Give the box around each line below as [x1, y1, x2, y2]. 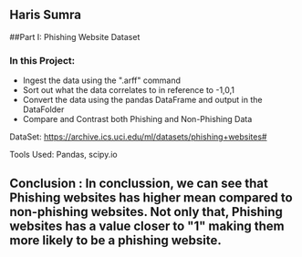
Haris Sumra [9, 7, 82, 23]
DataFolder [22, 104, 65, 115]
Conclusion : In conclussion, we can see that [9, 175, 269, 190]
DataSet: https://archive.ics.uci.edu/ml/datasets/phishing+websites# [9, 131, 267, 142]
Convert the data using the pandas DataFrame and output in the [22, 95, 263, 106]
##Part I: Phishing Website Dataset [9, 31, 141, 42]
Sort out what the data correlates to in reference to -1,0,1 [22, 85, 235, 96]
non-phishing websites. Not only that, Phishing [9, 204, 283, 220]
